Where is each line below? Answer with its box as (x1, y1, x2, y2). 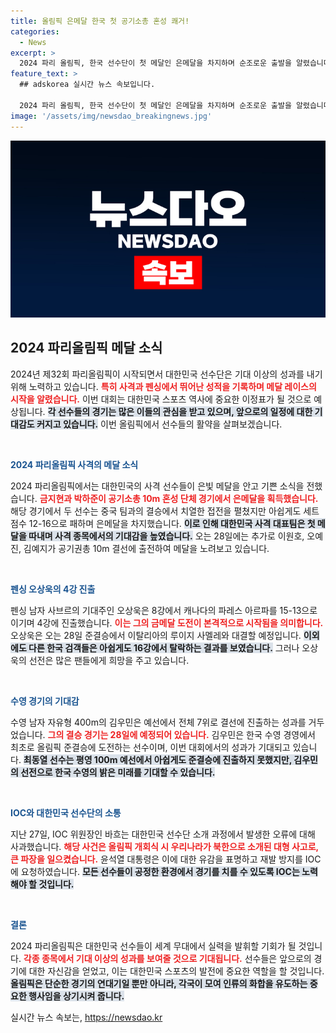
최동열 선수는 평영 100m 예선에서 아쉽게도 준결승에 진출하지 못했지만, (23, 753, 292, 765)
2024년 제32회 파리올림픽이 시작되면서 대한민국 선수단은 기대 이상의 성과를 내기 (10, 368, 323, 380)
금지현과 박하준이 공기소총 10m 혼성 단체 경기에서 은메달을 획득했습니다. (39, 492, 319, 504)
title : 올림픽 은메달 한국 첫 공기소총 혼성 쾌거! (10, 16, 190, 26)
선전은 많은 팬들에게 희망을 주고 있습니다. (28, 654, 190, 666)
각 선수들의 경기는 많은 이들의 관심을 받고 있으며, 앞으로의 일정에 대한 (47, 405, 313, 417)
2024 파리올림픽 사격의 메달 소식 (10, 458, 139, 470)
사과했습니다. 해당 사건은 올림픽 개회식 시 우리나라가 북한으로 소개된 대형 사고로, (10, 840, 319, 852)
